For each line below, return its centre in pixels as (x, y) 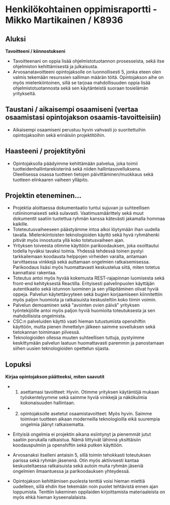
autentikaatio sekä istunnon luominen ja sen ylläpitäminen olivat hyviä (86, 289)
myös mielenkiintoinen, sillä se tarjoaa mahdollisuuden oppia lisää (81, 83)
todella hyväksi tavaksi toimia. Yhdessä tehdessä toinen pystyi (78, 251)
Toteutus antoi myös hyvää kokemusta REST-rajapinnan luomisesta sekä (88, 278)
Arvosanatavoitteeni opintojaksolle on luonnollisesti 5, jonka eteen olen (87, 72)
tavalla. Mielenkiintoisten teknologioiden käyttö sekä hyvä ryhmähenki (86, 235)
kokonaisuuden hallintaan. (48, 403)
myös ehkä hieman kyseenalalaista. (50, 497)
